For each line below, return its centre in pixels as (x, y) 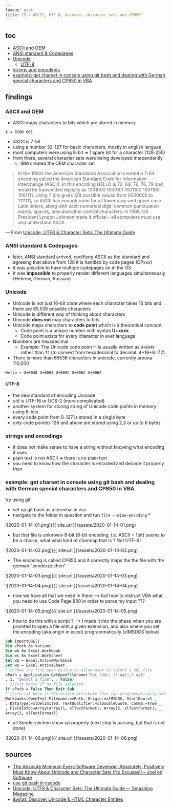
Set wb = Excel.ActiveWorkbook (39, 660)
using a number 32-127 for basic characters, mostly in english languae (87, 147)
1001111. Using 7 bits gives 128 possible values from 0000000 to (85, 195)
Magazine (23, 794)
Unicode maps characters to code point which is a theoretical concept (87, 325)
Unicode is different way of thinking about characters (69, 314)
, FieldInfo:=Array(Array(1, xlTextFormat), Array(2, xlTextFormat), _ (83, 708)
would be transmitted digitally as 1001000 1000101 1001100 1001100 (89, 190)
